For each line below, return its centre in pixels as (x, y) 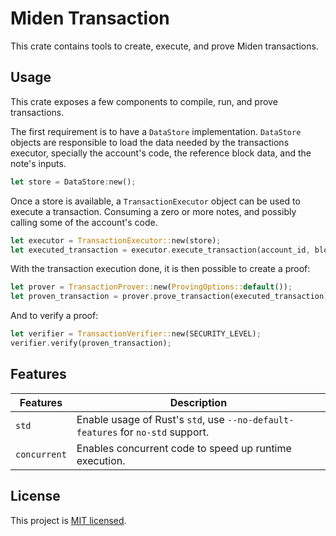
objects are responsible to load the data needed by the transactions (150, 142)
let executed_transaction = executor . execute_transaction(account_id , (160, 250)
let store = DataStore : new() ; (73, 182)
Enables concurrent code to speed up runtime (184, 448)
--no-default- (261, 420)
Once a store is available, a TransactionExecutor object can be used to (155, 201)
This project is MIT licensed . (68, 520)
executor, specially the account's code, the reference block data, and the (161, 153)
